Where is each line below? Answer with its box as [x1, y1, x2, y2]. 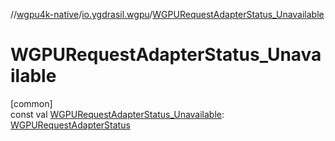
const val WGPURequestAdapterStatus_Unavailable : [10, 108, 225, 120]
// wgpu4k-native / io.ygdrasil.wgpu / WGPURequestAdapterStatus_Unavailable [10, 9, 325, 20]
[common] [10, 97, 53, 109]
